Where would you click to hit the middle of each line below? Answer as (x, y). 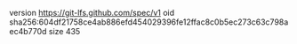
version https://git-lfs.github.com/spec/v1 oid (92, 13)
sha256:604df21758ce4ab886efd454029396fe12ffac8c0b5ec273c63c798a (149, 22)
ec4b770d (28, 31)
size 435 (64, 31)
